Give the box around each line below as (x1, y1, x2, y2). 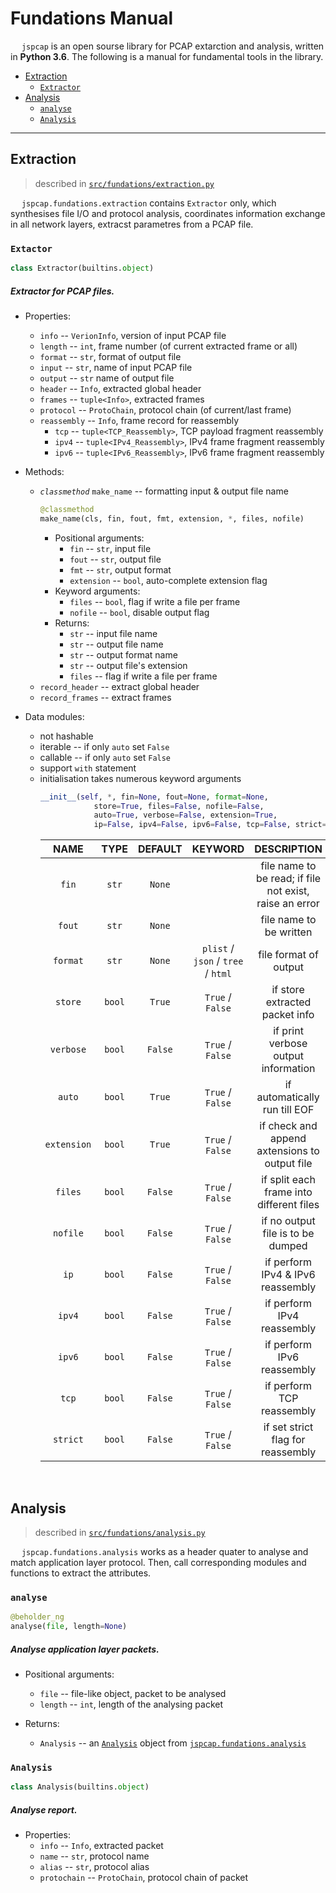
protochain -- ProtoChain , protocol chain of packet (39, 1872, 249, 1884)
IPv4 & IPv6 (261, 1268, 316, 1282)
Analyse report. (10, 1803, 78, 1816)
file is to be (262, 1227, 315, 1241)
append (269, 1132, 307, 1146)
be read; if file (255, 872, 322, 886)
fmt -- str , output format (69, 563, 172, 576)
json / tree (193, 954, 244, 968)
